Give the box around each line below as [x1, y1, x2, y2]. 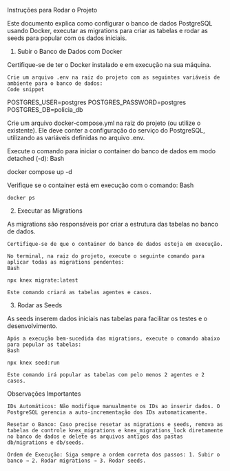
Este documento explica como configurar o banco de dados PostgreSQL [7, 19, 213, 27]
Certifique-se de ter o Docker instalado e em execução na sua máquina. [7, 61, 211, 68]
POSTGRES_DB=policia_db [7, 106, 83, 113]
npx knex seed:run [7, 359, 60, 366]
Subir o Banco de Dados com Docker [17, 48, 123, 55]
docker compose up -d [7, 168, 72, 175]
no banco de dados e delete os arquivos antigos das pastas [7, 433, 184, 440]
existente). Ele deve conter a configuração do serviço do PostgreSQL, [7, 126, 205, 134]
